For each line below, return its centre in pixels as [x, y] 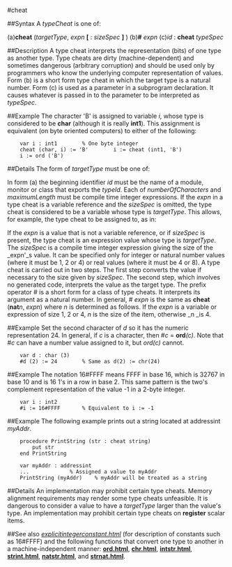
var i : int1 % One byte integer [79, 144]
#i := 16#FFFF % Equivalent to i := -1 [87, 408]
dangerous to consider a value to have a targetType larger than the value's [114, 506]
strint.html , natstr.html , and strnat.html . [66, 556]
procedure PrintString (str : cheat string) [85, 441]
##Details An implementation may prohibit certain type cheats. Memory [110, 491]
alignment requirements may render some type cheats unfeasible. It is [108, 498]
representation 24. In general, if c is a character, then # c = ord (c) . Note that [116, 335]
